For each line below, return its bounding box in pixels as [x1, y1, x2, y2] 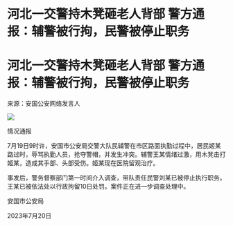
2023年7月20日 [7, 211, 52, 220]
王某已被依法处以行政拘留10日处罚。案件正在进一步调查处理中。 [7, 182, 190, 191]
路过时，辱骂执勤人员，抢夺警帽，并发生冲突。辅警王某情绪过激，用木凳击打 [7, 150, 226, 159]
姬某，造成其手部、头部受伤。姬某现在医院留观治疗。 [7, 159, 159, 167]
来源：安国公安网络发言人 [7, 100, 80, 108]
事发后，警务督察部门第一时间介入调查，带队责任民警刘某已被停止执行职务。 [7, 173, 226, 182]
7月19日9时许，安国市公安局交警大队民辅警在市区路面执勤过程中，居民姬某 [7, 142, 221, 150]
